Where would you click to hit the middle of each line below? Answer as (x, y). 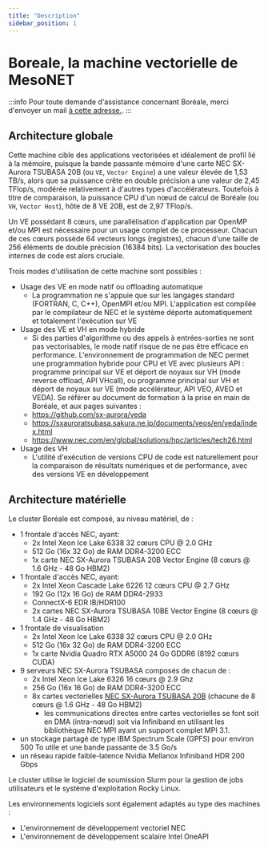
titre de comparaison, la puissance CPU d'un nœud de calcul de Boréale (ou (134, 198)
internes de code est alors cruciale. (66, 256)
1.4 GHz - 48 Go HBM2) (71, 620)
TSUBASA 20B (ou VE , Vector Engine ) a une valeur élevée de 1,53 (140, 172)
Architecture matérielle (67, 499)
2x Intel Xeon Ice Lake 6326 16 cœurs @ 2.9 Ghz (112, 679)
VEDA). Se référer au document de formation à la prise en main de (141, 398)
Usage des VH (44, 449)
